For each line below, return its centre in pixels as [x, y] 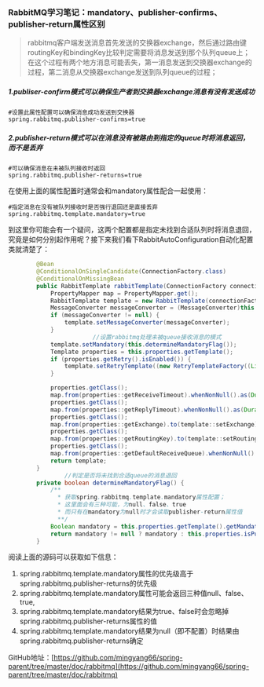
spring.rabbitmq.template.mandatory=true [77, 214]
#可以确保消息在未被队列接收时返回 [57, 169]
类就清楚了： [29, 250]
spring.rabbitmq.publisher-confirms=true [77, 119]
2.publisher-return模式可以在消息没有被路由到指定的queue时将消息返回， [129, 137]
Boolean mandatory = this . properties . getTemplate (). [138, 526]
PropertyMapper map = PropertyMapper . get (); [124, 293]
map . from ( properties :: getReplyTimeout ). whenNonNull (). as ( [147, 410]
